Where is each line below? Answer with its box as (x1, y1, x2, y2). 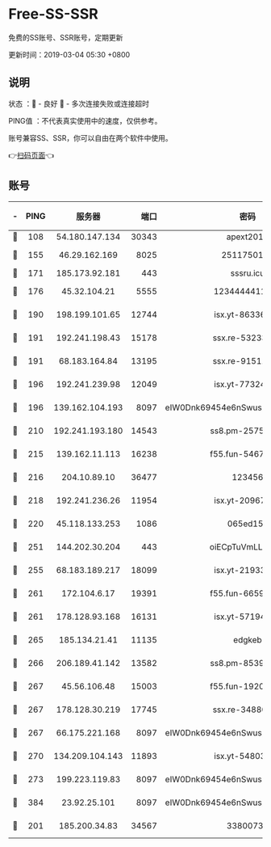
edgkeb (233, 634, 262, 645)
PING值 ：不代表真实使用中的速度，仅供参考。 (8, 116, 162, 125)
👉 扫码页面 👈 (8, 150, 55, 160)
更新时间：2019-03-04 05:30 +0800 (8, 49, 131, 59)
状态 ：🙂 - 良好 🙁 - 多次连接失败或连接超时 (8, 99, 149, 108)
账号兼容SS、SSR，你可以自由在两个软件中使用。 (8, 133, 173, 142)
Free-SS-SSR (8, 5, 98, 23)
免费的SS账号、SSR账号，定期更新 (8, 32, 123, 42)
